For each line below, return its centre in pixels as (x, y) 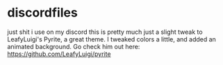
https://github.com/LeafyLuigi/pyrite (59, 54)
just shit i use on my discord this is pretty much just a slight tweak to (105, 32)
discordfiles (42, 13)
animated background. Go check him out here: (74, 46)
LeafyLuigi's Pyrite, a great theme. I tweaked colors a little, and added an (112, 39)
